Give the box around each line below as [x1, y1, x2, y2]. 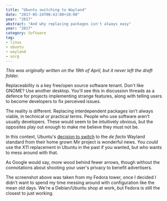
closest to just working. [5, 190, 54, 196]
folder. [5, 73, 19, 79]
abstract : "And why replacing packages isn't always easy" [5, 21, 131, 26]
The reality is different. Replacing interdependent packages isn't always [5, 108, 153, 114]
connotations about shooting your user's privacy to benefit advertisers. [5, 164, 152, 170]
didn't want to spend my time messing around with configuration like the [5, 179, 154, 185]
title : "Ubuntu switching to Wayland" [5, 7, 86, 12]
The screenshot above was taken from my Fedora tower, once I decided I [5, 174, 156, 180]
